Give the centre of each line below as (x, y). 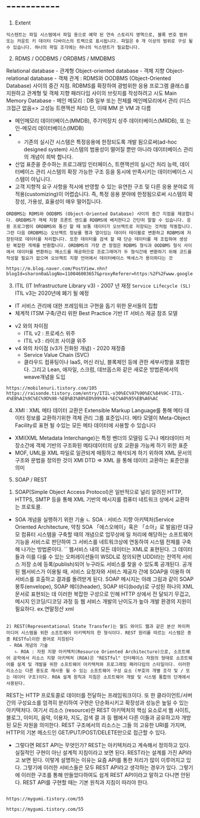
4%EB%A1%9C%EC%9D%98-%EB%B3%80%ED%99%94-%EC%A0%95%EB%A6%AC (82, 399)
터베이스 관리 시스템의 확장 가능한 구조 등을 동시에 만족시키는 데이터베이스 (101, 172)
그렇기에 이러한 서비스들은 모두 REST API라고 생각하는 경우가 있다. (100, 767)
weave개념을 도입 (44, 377)
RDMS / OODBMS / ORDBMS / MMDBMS (65, 58)
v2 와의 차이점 (32, 326)
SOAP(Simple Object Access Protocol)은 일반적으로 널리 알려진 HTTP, (99, 492)
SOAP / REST (31, 480)
